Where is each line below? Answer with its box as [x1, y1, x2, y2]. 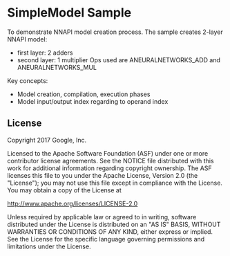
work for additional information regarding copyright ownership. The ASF [7, 164, 212, 172]
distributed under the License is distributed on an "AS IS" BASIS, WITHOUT [7, 220, 221, 228]
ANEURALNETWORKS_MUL [17, 63, 97, 71]
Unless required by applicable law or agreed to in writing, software [7, 212, 197, 221]
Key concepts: [7, 76, 48, 84]
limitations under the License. [7, 242, 91, 250]
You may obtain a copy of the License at [7, 185, 122, 194]
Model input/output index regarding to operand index [17, 97, 169, 105]
